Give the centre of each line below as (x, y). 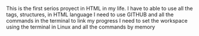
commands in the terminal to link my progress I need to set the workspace (97, 21)
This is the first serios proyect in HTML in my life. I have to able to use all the (99, 8)
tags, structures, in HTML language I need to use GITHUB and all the (90, 15)
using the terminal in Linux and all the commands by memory (81, 27)
